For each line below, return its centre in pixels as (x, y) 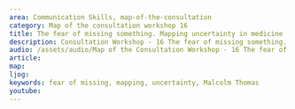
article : (25, 58)
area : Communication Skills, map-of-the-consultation (111, 17)
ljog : (19, 75)
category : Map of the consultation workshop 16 (99, 25)
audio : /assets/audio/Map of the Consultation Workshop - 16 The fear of (148, 50)
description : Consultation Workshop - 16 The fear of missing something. (148, 42)
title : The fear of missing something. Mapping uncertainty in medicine (146, 33)
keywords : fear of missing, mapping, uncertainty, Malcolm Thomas (134, 83)
